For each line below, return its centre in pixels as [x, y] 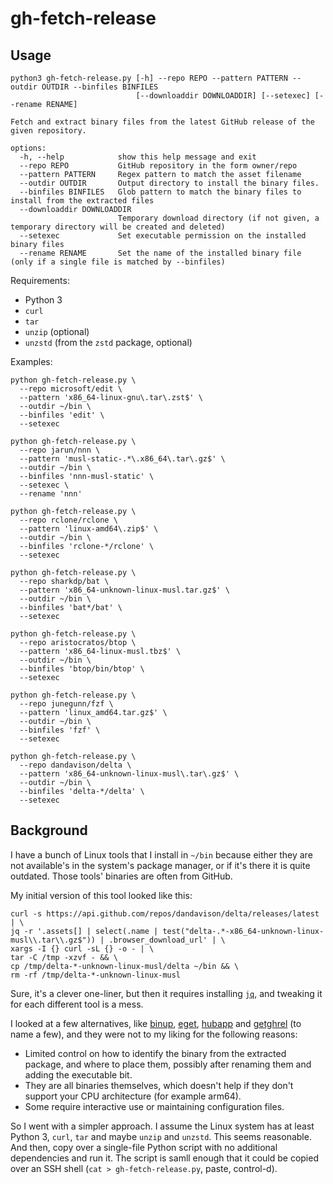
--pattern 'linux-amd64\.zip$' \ [89, 529]
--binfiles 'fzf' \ [60, 730]
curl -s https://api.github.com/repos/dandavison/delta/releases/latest [165, 913]
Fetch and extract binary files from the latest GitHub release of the [162, 122]
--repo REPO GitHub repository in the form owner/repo [158, 166]
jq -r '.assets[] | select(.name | [84, 931]
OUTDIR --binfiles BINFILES [100, 87]
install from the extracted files [82, 201]
